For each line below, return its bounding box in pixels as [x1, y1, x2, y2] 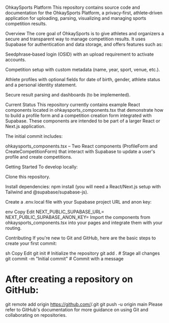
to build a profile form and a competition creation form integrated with [5, 112, 152, 118]
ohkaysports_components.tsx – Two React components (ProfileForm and [5, 143, 158, 149]
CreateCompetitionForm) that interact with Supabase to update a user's [5, 148, 155, 155]
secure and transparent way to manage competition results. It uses [5, 36, 146, 42]
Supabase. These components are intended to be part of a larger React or [5, 118, 160, 124]
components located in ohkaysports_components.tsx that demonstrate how [5, 107, 164, 113]
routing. [5, 225, 22, 231]
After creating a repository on [5, 274, 133, 285]
